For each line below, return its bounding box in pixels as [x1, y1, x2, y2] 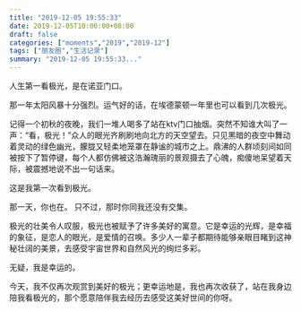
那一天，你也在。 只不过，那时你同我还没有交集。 [9, 202, 193, 212]
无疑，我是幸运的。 [9, 262, 81, 272]
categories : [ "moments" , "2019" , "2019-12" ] [9, 38, 170, 48]
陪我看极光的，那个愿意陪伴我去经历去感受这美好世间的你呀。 [9, 292, 237, 303]
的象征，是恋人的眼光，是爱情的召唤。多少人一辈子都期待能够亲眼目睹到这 [9, 232, 284, 242]
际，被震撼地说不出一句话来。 [9, 163, 119, 174]
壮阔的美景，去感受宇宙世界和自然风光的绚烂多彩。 [16, 243, 206, 254]
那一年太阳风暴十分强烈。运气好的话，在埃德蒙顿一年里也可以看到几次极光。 [9, 99, 292, 110]
